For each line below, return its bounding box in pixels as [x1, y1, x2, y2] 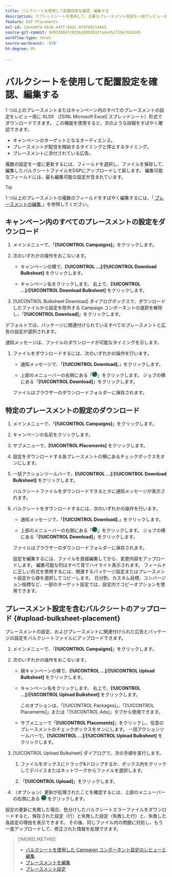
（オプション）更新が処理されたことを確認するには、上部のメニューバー [12, 789, 165, 795]
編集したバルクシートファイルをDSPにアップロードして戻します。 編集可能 [5, 167, 163, 173]
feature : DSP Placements [5, 19, 58, 24]
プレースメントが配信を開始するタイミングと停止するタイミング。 [12, 143, 152, 150]
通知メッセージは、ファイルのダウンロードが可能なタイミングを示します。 [5, 339, 162, 345]
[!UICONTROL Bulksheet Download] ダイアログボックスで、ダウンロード [12, 298, 166, 304]
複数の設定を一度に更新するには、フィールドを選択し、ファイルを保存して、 [5, 161, 166, 167]
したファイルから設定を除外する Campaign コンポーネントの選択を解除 [12, 305, 163, 311]
